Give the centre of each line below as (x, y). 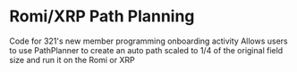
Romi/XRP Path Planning (102, 16)
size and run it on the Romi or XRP (72, 60)
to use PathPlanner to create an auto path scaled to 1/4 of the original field (146, 50)
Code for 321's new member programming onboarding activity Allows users (148, 41)
